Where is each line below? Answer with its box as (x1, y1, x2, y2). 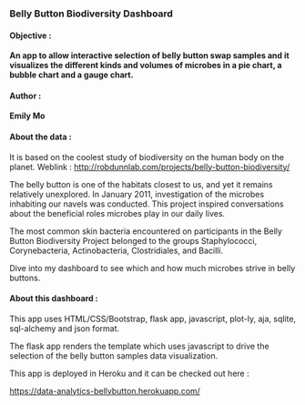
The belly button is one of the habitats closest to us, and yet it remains (9, 178, 273, 189)
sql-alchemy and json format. (9, 322, 120, 334)
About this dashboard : (9, 293, 98, 304)
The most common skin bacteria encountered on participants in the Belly (9, 226, 282, 237)
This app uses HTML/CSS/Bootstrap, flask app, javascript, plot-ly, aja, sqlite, (9, 313, 297, 324)
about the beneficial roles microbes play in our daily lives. (9, 208, 226, 218)
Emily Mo (9, 110, 46, 121)
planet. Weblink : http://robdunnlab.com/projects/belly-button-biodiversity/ (9, 161, 290, 172)
